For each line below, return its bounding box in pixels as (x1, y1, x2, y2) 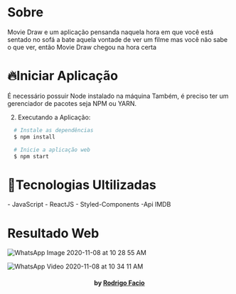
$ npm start (14, 153, 50, 160)
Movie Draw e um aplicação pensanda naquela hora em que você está (7, 28, 214, 36)
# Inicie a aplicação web (14, 146, 91, 153)
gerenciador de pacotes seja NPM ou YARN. (7, 99, 137, 107)
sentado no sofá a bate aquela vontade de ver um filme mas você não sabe (7, 35, 228, 43)
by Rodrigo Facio (94, 278, 145, 287)
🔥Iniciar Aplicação (7, 68, 119, 84)
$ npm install (14, 133, 55, 141)
